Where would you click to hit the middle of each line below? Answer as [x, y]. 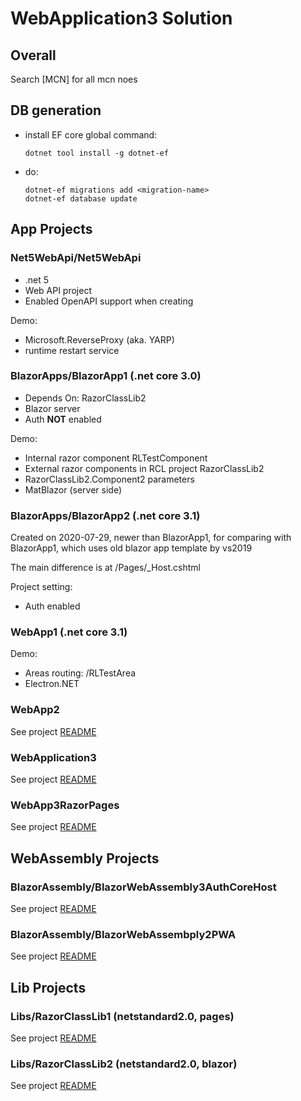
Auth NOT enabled [63, 419]
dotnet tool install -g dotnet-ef [96, 153]
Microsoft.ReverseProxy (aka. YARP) [99, 339]
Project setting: [41, 587]
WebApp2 [35, 710]
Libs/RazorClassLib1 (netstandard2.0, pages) [122, 1016]
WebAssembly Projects [85, 858]
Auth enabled [52, 606]
